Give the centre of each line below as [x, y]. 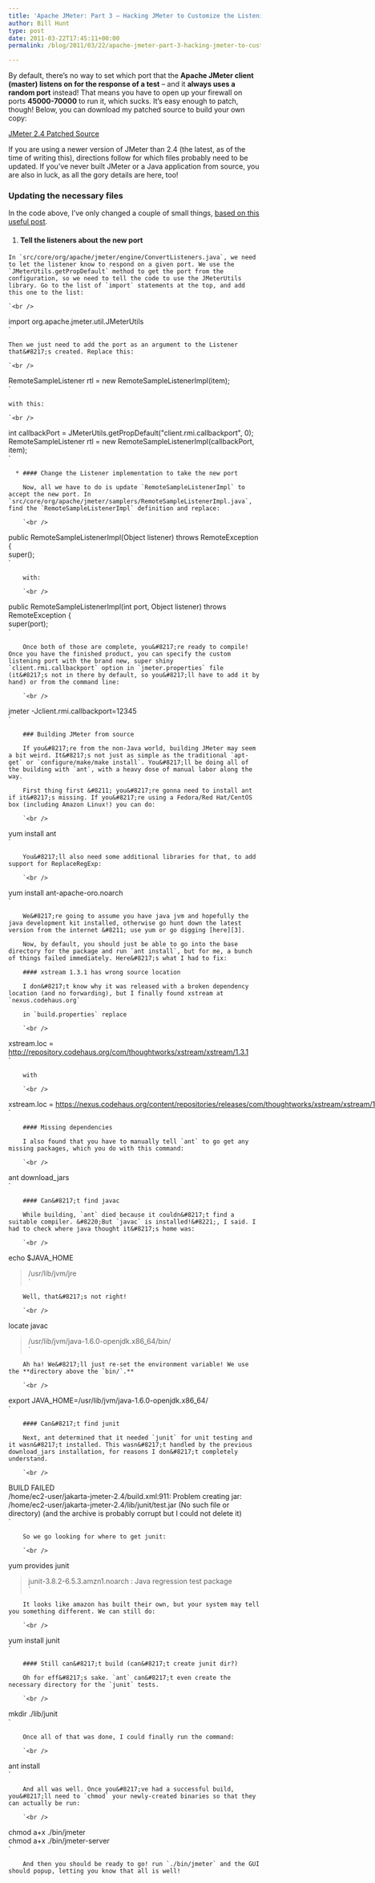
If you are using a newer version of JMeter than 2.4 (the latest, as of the [127, 149]
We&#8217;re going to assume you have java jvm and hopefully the [136, 916]
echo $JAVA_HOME [41, 1257]
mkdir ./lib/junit [33, 1713]
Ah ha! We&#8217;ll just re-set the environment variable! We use [136, 1364]
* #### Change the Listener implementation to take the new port [127, 473]
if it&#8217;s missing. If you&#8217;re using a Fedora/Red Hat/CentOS [130, 797]
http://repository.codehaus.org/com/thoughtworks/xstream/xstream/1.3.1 [129, 1052]
